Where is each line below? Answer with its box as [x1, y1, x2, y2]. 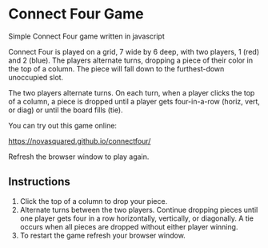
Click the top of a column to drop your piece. [19, 196, 168, 205]
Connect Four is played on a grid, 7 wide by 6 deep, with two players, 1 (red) [8, 47, 260, 56]
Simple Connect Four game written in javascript [8, 31, 166, 41]
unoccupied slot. [8, 72, 64, 82]
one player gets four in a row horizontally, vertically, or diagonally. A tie [19, 213, 254, 223]
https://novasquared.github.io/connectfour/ [8, 136, 151, 145]
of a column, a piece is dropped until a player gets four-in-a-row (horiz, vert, [8, 96, 260, 106]
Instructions [8, 175, 70, 189]
